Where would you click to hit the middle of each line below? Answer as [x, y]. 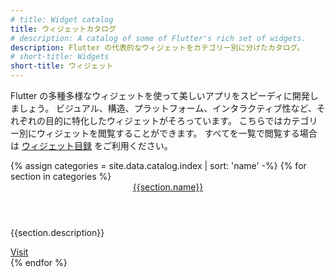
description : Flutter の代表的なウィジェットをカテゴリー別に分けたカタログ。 [157, 47]
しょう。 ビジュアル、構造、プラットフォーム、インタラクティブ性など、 [167, 108]
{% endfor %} [39, 262]
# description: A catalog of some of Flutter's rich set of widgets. [158, 38]
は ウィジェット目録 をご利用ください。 [91, 145]
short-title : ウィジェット [62, 66]
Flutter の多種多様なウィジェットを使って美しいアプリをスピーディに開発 [160, 95]
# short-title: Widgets [60, 57]
